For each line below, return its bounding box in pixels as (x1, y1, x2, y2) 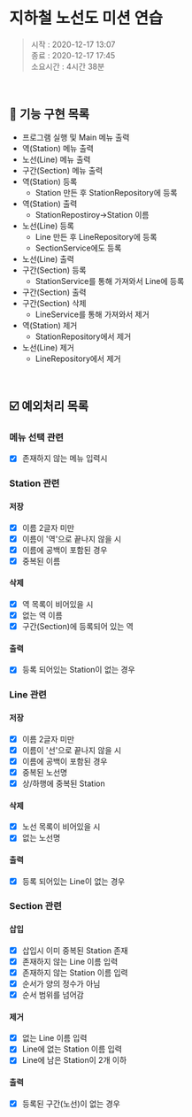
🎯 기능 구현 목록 (9, 107, 90, 122)
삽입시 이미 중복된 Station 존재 (21, 944, 128, 956)
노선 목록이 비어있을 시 (21, 821, 101, 832)
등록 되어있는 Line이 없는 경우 (21, 875, 126, 886)
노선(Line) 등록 (21, 220, 75, 231)
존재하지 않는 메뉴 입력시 (21, 453, 108, 464)
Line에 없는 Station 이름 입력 (21, 1044, 122, 1054)
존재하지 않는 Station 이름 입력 (21, 967, 128, 978)
